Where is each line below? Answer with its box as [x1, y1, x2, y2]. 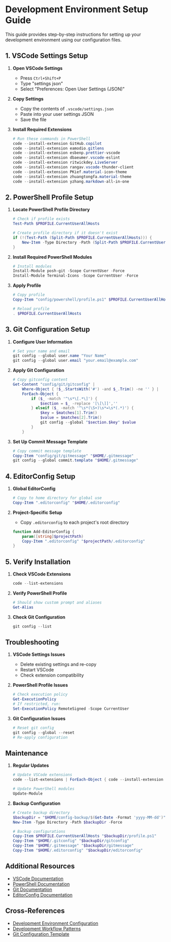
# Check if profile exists [12, 216, 70, 221]
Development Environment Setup [5, 4, 149, 15]
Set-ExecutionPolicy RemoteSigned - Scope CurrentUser [12, 706, 129, 711]
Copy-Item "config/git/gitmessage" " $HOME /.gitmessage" [12, 453, 134, 458]
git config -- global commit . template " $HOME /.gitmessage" [12, 458, 138, 463]
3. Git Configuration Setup [5, 325, 90, 334]
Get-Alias [12, 605, 34, 610]
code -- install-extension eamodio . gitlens [12, 145, 104, 151]
